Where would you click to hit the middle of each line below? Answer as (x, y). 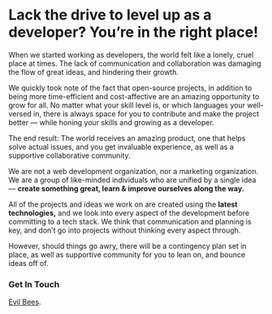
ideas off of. (28, 263)
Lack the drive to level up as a (110, 15)
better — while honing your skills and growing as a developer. (112, 122)
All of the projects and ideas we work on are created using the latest (123, 204)
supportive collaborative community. (70, 155)
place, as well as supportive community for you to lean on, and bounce (127, 255)
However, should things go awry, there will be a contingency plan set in (127, 246)
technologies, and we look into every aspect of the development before (129, 212)
